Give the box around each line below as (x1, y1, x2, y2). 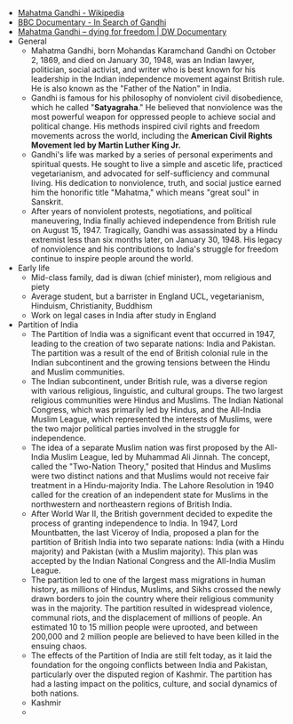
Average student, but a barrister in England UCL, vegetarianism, (30, 291, 265, 302)
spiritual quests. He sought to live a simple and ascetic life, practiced (30, 159, 283, 169)
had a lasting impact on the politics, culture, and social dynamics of (30, 679, 278, 688)
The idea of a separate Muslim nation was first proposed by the (30, 442, 264, 453)
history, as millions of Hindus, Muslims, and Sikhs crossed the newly (30, 584, 281, 594)
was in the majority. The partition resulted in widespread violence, (30, 603, 273, 613)
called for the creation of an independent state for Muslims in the (30, 489, 269, 500)
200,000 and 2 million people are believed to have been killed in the (30, 631, 280, 641)
